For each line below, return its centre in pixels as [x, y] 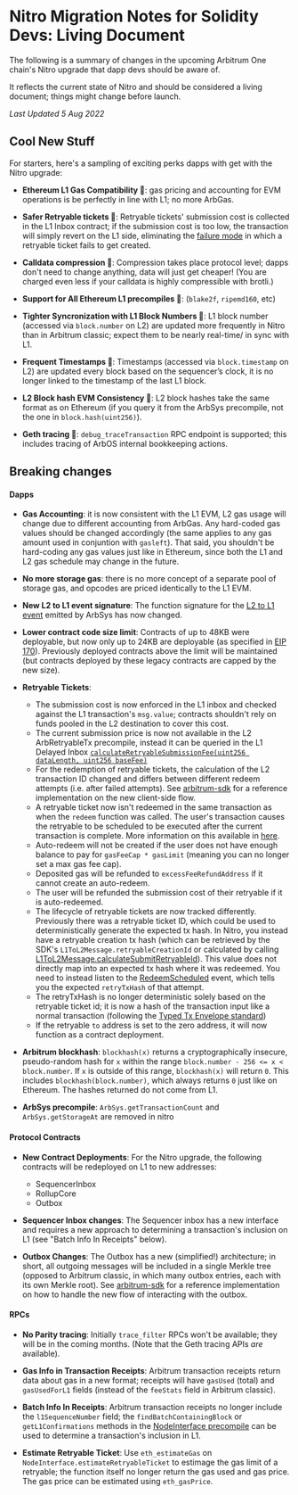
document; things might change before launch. [95, 96]
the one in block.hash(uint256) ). [82, 417]
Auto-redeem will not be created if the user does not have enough [157, 846]
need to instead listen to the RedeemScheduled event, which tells [155, 978]
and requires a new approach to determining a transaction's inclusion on [155, 1229]
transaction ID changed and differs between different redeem [148, 779]
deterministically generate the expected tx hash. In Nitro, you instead [162, 930]
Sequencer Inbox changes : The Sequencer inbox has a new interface [150, 1220]
